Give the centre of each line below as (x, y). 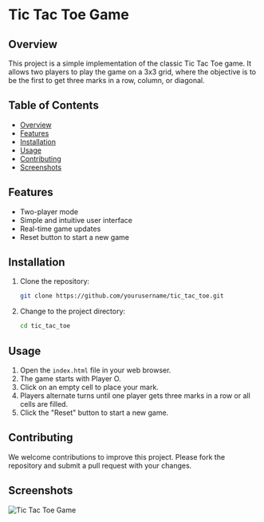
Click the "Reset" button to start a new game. (94, 412)
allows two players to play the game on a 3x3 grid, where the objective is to (132, 72)
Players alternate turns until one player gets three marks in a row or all (135, 396)
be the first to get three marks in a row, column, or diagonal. (106, 80)
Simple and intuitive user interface (76, 220)
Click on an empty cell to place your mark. (89, 387)
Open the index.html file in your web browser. (95, 370)
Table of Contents (54, 106)
